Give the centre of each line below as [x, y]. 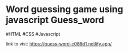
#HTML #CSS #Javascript [33, 34]
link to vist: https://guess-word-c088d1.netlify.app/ [59, 43]
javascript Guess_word [55, 20]
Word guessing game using [65, 9]
